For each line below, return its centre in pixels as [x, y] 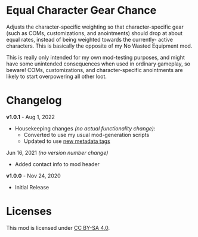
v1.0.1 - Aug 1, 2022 [31, 117]
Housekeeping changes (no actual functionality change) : [85, 128]
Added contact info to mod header [57, 164]
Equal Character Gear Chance [81, 10]
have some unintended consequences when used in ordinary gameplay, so [98, 64]
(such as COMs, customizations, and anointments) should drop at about [95, 33]
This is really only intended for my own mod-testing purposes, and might [95, 57]
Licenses [29, 211]
